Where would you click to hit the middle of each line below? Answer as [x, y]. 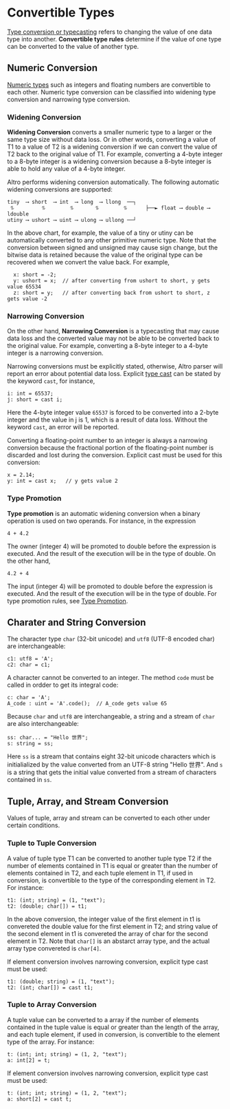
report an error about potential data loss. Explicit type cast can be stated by [114, 374]
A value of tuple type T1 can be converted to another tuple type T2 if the [110, 858]
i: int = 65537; [30, 394]
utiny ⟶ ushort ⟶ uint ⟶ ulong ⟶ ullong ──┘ [72, 220]
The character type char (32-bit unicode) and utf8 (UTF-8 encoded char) [111, 639]
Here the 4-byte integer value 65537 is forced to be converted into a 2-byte [113, 413]
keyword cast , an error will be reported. [63, 427]
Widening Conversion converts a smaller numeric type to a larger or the [110, 132]
